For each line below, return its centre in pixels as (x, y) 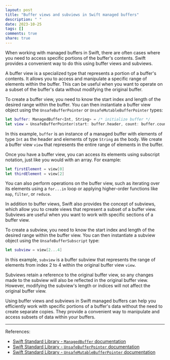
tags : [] (14, 29)
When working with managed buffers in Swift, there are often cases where (83, 52)
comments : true (21, 33)
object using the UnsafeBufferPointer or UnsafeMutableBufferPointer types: (84, 110)
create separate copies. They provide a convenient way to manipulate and (82, 312)
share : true (18, 39)
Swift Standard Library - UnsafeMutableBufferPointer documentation (84, 352)
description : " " (24, 19)
